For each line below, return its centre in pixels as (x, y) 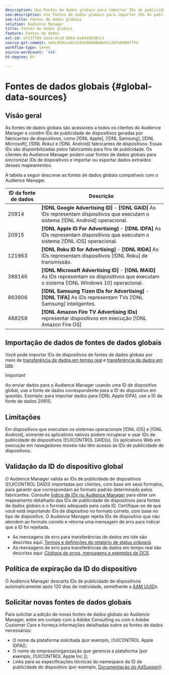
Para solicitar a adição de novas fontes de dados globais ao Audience (77, 614)
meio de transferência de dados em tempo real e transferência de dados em (84, 360)
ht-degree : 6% (20, 57)
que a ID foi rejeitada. (27, 527)
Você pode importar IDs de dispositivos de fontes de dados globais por (79, 355)
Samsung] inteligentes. (69, 304)
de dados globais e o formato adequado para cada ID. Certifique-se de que (83, 505)
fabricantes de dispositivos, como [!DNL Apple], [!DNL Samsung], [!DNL (80, 138)
